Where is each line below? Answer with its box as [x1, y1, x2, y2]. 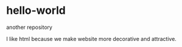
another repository [6, 23, 52, 31]
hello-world [6, 4, 66, 17]
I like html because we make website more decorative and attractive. [6, 35, 177, 42]
